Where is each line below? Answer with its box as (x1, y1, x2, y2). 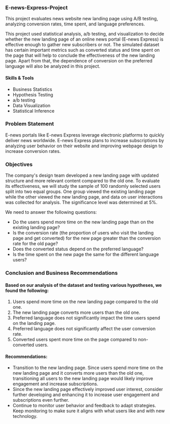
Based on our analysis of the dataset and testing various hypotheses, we (5, 282, 162, 288)
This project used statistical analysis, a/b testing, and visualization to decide (5, 31, 164, 37)
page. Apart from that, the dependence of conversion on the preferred (5, 58, 153, 64)
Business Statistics (12, 86, 52, 92)
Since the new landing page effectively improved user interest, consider (12, 386, 163, 393)
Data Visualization (12, 102, 51, 108)
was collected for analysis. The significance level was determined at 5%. (5, 200, 158, 206)
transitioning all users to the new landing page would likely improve (12, 375, 153, 382)
